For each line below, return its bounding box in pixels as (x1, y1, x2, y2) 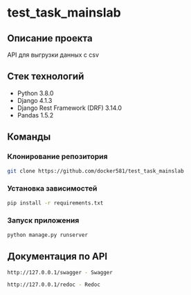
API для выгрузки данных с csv (7, 50, 99, 59)
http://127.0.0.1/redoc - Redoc (7, 281, 100, 288)
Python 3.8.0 (17, 88, 54, 97)
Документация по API (7, 251, 108, 263)
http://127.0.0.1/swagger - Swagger (7, 269, 113, 276)
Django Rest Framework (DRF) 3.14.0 (17, 104, 122, 112)
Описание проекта (7, 32, 93, 44)
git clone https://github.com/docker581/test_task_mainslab (7, 167, 185, 174)
